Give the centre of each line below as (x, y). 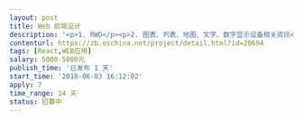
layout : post (34, 18)
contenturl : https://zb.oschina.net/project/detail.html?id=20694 (137, 43)
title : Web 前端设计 (45, 26)
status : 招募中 (36, 102)
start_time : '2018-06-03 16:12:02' (76, 77)
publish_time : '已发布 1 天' (61, 69)
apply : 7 (26, 85)
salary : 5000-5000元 (47, 60)
